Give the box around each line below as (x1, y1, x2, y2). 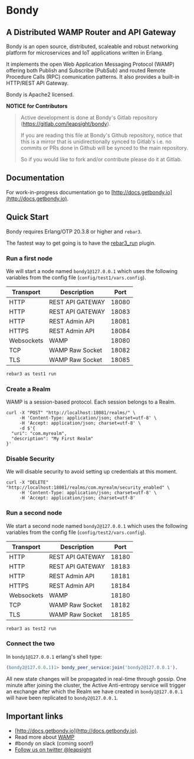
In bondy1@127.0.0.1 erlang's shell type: (6, 653, 102, 660)
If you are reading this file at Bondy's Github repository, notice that (20, 132, 183, 139)
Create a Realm (6, 385, 51, 393)
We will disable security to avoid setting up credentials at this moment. (6, 468, 177, 475)
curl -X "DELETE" (6, 479, 49, 486)
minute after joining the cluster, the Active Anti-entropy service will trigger (6, 681, 186, 688)
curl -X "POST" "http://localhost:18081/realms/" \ (6, 410, 136, 416)
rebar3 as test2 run (6, 626, 57, 632)
